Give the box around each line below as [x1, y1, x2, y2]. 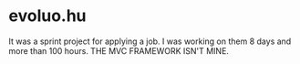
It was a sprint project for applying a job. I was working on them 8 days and [8, 36, 292, 47]
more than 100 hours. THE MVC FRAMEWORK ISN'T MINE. [8, 45, 230, 56]
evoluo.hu [8, 5, 88, 27]
